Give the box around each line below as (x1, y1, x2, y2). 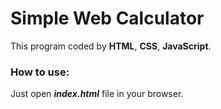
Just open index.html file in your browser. (10, 88, 184, 100)
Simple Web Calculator (10, 7, 205, 30)
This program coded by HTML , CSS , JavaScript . (10, 40, 212, 52)
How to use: (10, 65, 70, 79)
